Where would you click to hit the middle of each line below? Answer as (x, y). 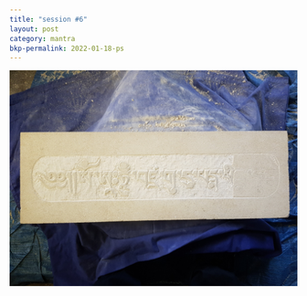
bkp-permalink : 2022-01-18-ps (67, 48)
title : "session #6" (49, 19)
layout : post (34, 29)
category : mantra (42, 38)
